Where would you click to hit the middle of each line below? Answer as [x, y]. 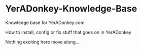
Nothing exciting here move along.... [43, 42]
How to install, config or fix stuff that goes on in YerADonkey [68, 32]
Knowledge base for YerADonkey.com [45, 22]
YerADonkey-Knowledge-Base [71, 9]
